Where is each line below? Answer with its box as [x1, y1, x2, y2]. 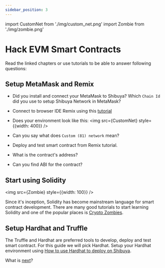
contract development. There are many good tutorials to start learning [5, 204, 149, 210]
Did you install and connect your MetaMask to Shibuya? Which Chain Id [12, 93, 161, 99]
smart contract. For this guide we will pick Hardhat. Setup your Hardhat [5, 243, 151, 248]
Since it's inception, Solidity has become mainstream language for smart [5, 199, 155, 205]
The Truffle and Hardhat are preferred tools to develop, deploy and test [5, 237, 151, 243]
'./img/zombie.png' [5, 26, 44, 32]
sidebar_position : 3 [5, 7, 48, 12]
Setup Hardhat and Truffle [5, 224, 88, 232]
